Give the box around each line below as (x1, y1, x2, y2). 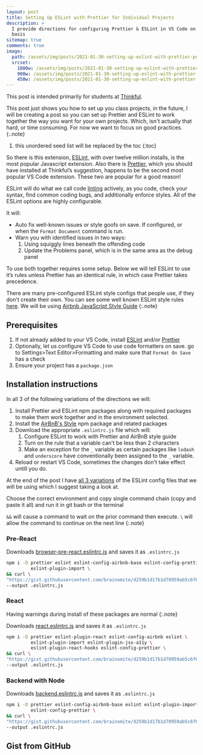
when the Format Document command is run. (14, 227, 124, 235)
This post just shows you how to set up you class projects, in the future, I (6, 105, 188, 112)
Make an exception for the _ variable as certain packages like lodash (24, 445, 195, 453)
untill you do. (14, 465, 48, 472)
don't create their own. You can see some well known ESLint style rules (6, 296, 184, 303)
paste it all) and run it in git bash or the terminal (6, 501, 124, 508)
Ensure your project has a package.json (14, 361, 114, 369)
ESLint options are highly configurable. (6, 198, 103, 205)
